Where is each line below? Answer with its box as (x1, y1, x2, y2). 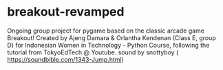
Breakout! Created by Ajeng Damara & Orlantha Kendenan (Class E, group (7, 33, 217, 41)
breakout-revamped (7, 4, 125, 20)
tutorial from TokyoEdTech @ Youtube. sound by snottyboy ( (7, 48, 179, 56)
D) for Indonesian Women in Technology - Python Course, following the (7, 41, 210, 49)
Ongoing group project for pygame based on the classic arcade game (7, 27, 205, 35)
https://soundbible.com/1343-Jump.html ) (7, 55, 124, 63)
